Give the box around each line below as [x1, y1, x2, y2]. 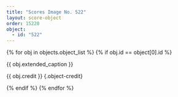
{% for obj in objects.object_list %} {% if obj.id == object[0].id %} [6, 49, 172, 56]
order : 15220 [6, 20, 40, 26]
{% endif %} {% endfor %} [6, 84, 74, 92]
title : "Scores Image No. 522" [6, 9, 87, 15]
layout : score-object [6, 15, 62, 21]
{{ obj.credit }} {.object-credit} [6, 72, 83, 80]
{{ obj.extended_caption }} [6, 61, 74, 68]
